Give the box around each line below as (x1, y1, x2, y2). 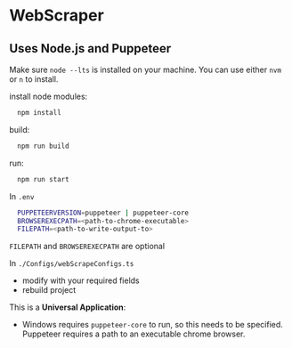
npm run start (17, 174, 69, 183)
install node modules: (9, 91, 88, 101)
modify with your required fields (21, 275, 140, 286)
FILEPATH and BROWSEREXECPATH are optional (9, 241, 166, 252)
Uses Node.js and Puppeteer (9, 41, 172, 56)
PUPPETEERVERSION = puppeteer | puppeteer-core (17, 208, 190, 217)
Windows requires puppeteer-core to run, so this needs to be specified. (21, 320, 283, 330)
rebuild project (21, 285, 77, 295)
